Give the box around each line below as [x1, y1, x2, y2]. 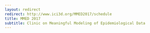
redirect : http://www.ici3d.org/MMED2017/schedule [4, 12, 112, 16]
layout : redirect [4, 7, 41, 12]
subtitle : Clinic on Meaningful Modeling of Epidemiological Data [4, 20, 146, 26]
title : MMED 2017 [4, 16, 41, 21]
